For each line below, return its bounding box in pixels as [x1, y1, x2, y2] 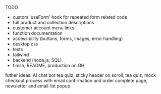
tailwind [12, 52, 29, 58]
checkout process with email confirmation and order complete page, [5, 78, 148, 83]
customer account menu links [12, 25, 75, 31]
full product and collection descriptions [12, 20, 94, 25]
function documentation [12, 30, 63, 36]
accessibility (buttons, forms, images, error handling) [12, 35, 123, 41]
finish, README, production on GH [12, 63, 85, 68]
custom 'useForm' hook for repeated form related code [12, 14, 128, 20]
